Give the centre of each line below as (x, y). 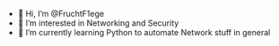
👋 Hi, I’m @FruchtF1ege (61, 14)
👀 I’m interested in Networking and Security (98, 23)
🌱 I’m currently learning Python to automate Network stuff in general (144, 32)
